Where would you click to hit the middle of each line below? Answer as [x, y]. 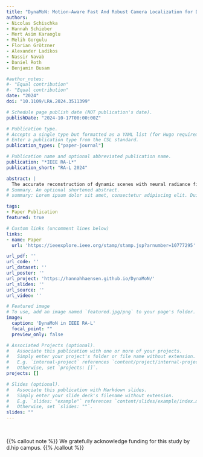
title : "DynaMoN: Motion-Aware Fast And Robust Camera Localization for [100, 12]
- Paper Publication [32, 212]
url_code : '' [23, 262]
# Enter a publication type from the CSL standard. [72, 140]
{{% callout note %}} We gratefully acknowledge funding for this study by [98, 441]
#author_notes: [25, 79]
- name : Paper [24, 240]
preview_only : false [37, 334]
